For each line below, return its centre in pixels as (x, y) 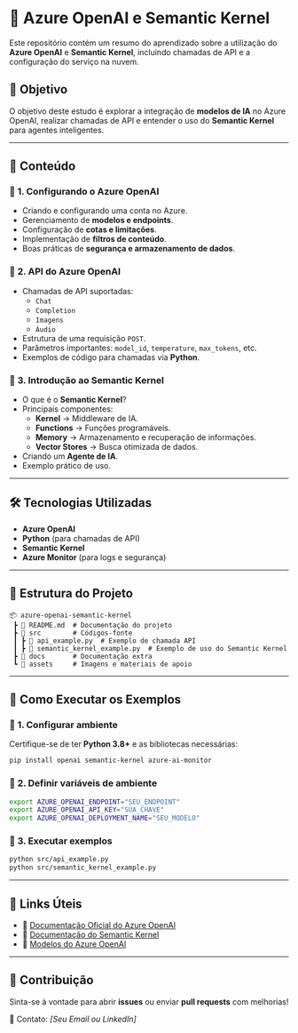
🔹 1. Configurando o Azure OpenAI (84, 192)
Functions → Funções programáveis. (103, 428)
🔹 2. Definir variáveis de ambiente (83, 783)
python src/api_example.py (59, 860)
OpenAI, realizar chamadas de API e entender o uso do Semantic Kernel (142, 120)
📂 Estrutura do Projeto (71, 593)
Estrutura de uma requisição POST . (84, 338)
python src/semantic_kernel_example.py (83, 868)
